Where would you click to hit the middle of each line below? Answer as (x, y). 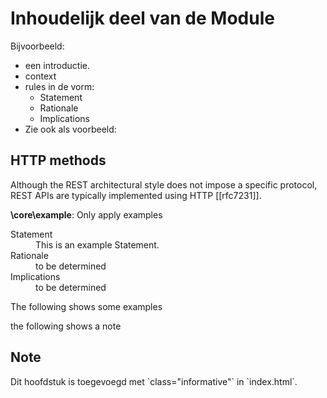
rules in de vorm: (59, 86)
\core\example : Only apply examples (86, 214)
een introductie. (57, 65)
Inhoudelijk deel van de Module (142, 18)
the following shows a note (66, 326)
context (40, 76)
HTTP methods (58, 160)
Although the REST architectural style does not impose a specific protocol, (164, 184)
